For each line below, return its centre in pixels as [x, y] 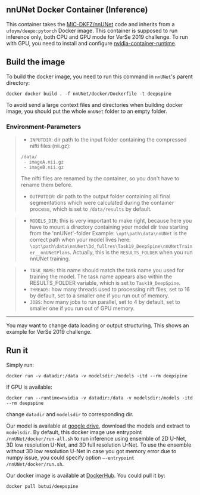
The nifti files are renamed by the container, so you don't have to [100, 178]
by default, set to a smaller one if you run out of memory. [99, 296]
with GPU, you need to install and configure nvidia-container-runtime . [91, 43]
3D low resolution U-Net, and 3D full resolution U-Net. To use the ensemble [99, 445]
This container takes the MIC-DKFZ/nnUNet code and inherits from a [90, 24]
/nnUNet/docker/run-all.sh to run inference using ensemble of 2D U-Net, [96, 438]
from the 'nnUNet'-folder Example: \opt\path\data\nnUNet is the [108, 233]
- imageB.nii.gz [44, 167]
